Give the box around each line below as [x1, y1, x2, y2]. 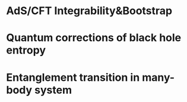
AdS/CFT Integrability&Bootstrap [6, 4, 173, 18]
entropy [6, 44, 46, 57]
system [34, 83, 72, 97]
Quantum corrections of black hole [6, 31, 182, 45]
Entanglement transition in [6, 71, 140, 84]
